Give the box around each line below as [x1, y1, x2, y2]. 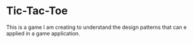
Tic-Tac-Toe [6, 4, 68, 18]
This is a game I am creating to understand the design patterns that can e [6, 24, 187, 31]
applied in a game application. [6, 29, 81, 37]
